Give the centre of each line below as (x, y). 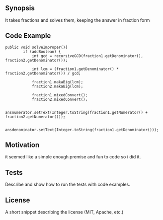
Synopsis (20, 8)
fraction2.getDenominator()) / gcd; (43, 73)
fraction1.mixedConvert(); (60, 95)
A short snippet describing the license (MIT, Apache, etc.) (64, 212)
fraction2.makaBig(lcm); (57, 86)
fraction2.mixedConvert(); (60, 99)
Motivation (22, 145)
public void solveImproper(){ (37, 47)
